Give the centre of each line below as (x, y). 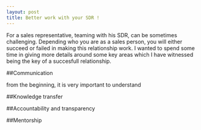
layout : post (23, 12)
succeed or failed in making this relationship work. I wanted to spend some (101, 48)
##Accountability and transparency (51, 108)
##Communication (30, 73)
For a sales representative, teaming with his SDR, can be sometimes (92, 35)
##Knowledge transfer (35, 96)
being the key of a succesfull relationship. (59, 61)
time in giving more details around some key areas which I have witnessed (100, 54)
